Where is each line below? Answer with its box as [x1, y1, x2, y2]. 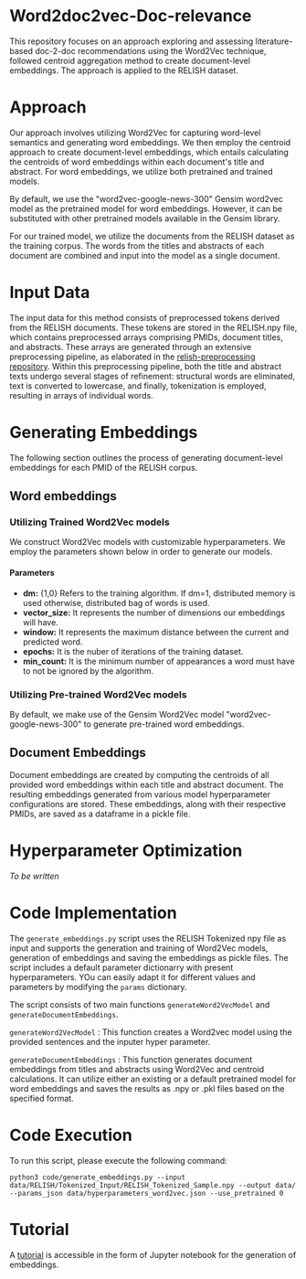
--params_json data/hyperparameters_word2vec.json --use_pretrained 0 [9, 1188, 284, 1198]
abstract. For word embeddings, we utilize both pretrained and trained [9, 165, 273, 176]
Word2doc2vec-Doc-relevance [9, 5, 252, 27]
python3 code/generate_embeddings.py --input [9, 1172, 185, 1182]
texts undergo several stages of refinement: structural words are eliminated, [9, 370, 295, 381]
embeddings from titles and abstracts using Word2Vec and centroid [9, 1063, 265, 1074]
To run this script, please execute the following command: [9, 1155, 228, 1166]
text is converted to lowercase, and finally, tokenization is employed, [9, 380, 267, 391]
